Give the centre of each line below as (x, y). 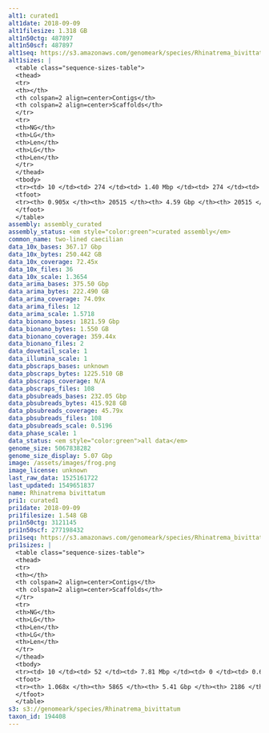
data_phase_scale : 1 (43, 433)
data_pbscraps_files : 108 (51, 389)
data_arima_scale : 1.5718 (51, 314)
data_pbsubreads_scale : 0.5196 (60, 426)
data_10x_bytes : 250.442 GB (55, 254)
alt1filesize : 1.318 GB (48, 30)
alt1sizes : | (30, 61)
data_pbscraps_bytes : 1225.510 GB (66, 374)
